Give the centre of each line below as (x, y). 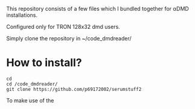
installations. (22, 15)
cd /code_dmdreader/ (32, 84)
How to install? (44, 63)
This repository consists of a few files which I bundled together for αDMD (97, 9)
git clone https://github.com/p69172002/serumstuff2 (74, 89)
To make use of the (30, 100)
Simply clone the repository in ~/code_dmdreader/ (69, 38)
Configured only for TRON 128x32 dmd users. (63, 27)
